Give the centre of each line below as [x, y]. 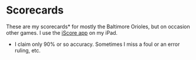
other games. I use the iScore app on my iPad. [62, 32]
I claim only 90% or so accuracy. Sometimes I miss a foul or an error [97, 44]
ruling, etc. [28, 50]
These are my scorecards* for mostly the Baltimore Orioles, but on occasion [98, 26]
